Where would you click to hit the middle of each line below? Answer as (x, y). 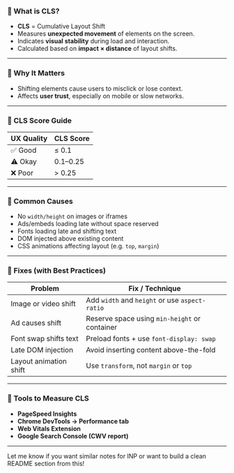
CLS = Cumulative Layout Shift (61, 27)
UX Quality (29, 138)
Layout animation (39, 361)
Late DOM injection (42, 350)
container (102, 327)
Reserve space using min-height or (143, 319)
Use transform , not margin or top (139, 366)
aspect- (193, 301)
